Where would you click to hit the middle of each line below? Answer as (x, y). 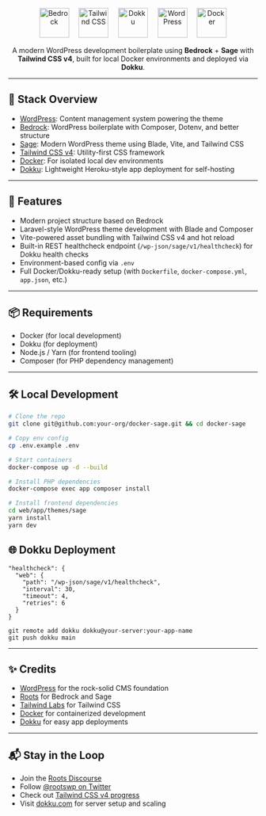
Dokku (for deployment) (59, 344)
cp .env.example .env (44, 445)
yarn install (30, 518)
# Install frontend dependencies (63, 503)
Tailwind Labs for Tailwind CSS (70, 705)
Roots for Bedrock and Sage (66, 696)
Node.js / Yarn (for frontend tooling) (78, 353)
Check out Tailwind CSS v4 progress (80, 795)
